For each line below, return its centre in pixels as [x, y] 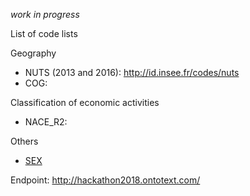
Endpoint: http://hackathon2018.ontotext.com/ [105, 180]
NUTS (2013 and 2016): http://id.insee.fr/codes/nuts [132, 72]
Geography [33, 53]
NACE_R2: [46, 122]
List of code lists [44, 33]
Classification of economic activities [85, 102]
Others [24, 141]
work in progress [45, 14]
